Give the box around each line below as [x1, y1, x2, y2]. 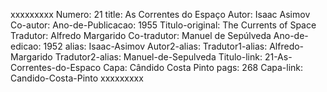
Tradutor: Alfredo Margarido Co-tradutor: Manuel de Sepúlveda [10, 30, 272, 41]
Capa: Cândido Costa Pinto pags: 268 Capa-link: [103, 62, 304, 73]
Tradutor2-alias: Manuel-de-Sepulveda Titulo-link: [54, 51, 263, 63]
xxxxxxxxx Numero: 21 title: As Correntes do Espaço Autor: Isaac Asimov [10, 9, 311, 20]
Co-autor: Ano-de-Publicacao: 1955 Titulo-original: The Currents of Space [10, 19, 317, 31]
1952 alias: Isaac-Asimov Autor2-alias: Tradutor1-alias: [43, 40, 268, 52]
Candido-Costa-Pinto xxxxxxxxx [10, 72, 144, 84]
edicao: [10, 40, 42, 52]
